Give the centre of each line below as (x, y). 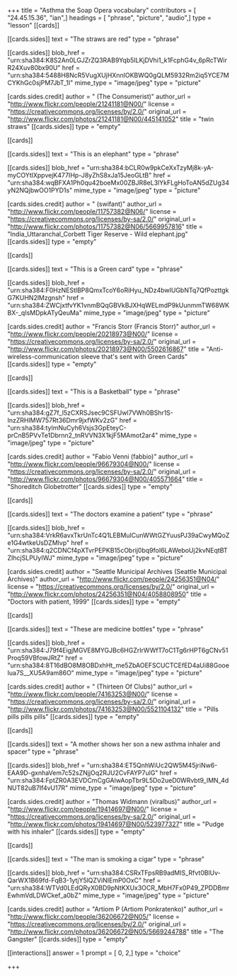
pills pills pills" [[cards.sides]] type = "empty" (74, 717)
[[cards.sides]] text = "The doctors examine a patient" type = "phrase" (110, 514)
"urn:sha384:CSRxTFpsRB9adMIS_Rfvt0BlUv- (154, 873)
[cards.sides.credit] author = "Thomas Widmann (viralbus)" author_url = (112, 802)
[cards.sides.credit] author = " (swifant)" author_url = (85, 204)
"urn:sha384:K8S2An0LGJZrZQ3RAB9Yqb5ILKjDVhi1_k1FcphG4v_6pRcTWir (117, 60)
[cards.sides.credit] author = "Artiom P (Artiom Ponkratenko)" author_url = (116, 909)
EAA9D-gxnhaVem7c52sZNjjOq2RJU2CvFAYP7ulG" (83, 773)
